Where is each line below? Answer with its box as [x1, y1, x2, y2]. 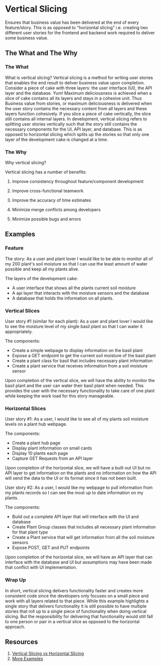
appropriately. [5, 329, 33, 334]
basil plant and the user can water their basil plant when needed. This [5, 383, 144, 388]
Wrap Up [5, 577, 26, 583]
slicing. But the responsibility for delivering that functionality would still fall [5, 613, 153, 619]
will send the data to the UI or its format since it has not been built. [5, 475, 137, 481]
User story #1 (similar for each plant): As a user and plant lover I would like [5, 318, 153, 324]
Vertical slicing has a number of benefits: [5, 169, 87, 175]
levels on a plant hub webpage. [5, 421, 68, 427]
